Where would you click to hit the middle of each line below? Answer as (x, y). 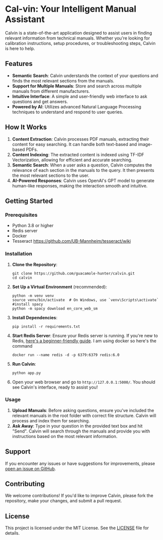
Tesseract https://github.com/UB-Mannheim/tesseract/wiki (71, 241)
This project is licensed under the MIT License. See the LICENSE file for (77, 528)
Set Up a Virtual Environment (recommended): (60, 287)
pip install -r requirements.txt (46, 326)
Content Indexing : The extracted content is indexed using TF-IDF (78, 154)
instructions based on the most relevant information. (65, 436)
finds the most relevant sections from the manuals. (63, 81)
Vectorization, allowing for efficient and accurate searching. (72, 160)
